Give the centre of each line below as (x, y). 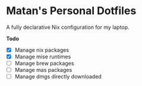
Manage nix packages (42, 50)
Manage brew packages (44, 64)
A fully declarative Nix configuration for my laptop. (68, 27)
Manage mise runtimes (43, 57)
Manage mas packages (43, 70)
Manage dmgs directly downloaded (58, 77)
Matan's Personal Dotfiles (71, 11)
